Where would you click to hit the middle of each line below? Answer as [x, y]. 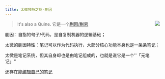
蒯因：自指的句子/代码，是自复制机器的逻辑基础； [55, 34]
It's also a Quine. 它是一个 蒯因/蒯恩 [53, 24]
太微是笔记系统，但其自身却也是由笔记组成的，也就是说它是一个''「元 [75, 55]
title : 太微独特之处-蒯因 [29, 10]
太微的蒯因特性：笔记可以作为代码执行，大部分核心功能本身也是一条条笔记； [82, 45]
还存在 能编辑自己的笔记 [29, 72]
